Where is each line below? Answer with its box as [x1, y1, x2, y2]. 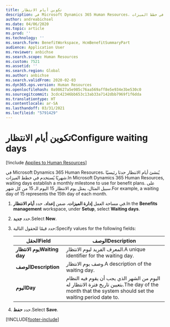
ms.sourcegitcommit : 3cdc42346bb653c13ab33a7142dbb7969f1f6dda [6, 92, 142, 97]
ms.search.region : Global [6, 69, 60, 74]
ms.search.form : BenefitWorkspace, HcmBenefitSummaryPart [6, 40, 130, 45]
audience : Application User [6, 45, 65, 50]
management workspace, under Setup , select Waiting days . [13, 206, 140, 212]
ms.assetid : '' [6, 63, 38, 69]
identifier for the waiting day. [66, 252, 134, 259]
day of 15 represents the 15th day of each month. [6, 190, 107, 197]
